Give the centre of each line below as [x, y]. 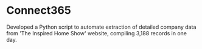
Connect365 [39, 10]
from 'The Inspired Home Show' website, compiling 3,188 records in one [97, 33]
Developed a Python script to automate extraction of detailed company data [101, 27]
